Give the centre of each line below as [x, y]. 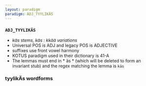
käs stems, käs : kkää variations [45, 40]
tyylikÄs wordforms [29, 78]
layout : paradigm [23, 9]
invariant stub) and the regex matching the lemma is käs [68, 66]
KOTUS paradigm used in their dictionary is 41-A [61, 56]
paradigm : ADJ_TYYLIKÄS [29, 14]
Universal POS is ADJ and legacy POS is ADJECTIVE [65, 45]
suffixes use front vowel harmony [46, 50]
